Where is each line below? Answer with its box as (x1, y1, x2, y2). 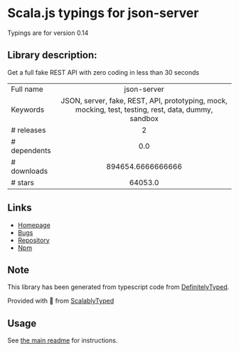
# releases (11, 125, 46, 135)
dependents (11, 145, 51, 155)
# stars (11, 177, 34, 187)
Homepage (17, 221, 51, 229)
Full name (11, 84, 44, 94)
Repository (17, 236, 50, 244)
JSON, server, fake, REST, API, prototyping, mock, (60, 95, 228, 105)
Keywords (11, 105, 45, 115)
